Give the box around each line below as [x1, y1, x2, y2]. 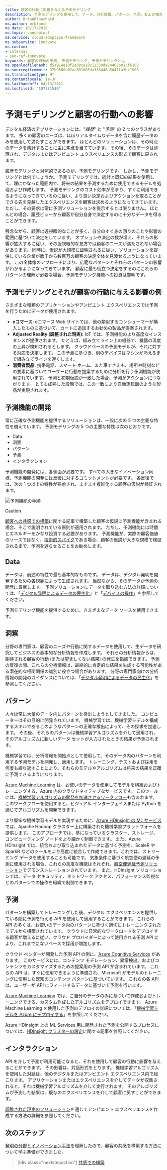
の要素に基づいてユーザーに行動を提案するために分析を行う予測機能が [12, 369, 157, 375]
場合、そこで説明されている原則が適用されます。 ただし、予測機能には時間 [5, 525, 159, 531]
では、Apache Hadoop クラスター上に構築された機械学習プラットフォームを [5, 823, 162, 829]
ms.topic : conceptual [5, 30, 50, 35]
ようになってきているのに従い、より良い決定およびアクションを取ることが [9, 193, 162, 199]
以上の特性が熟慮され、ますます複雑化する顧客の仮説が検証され [31, 481, 162, 487]
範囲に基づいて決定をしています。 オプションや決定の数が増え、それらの [5, 234, 154, 240]
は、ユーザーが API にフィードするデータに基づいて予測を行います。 [5, 982, 145, 988]
